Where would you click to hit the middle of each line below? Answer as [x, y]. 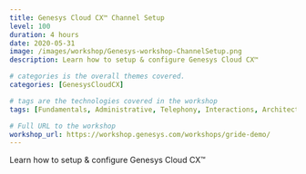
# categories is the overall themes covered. [97, 77]
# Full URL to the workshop [63, 126]
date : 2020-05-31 [42, 43]
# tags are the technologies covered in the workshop [114, 101]
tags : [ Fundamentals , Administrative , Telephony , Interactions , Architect [154, 110]
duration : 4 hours [44, 34]
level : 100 [30, 26]
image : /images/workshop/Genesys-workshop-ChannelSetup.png [126, 52]
